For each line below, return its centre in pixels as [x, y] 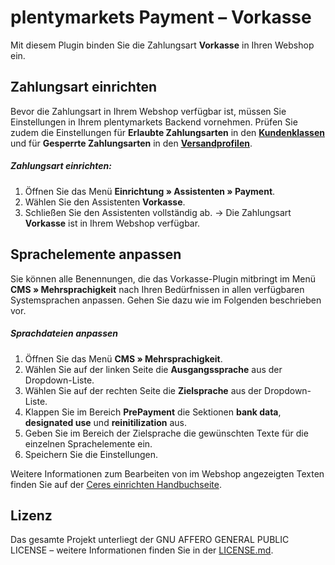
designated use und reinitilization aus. [106, 422]
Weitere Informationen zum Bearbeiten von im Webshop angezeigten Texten [167, 473]
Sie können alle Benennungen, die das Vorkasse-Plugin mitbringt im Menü [163, 278]
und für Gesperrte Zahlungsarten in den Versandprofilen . [131, 143]
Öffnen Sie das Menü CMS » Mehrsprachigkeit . [123, 358]
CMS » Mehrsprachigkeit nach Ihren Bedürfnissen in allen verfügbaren [157, 289]
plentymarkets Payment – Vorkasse [161, 17]
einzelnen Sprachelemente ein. [88, 443]
